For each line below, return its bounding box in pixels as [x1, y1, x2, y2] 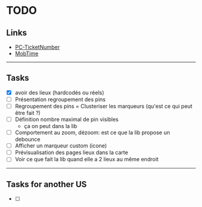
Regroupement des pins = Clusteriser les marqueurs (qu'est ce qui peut [14, 102, 192, 110]
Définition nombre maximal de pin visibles [14, 116, 119, 123]
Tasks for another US [6, 179, 87, 190]
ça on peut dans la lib [23, 123, 78, 130]
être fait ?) [14, 110, 41, 116]
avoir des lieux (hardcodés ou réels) [14, 88, 105, 96]
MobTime [14, 50, 39, 57]
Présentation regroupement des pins [14, 96, 106, 103]
